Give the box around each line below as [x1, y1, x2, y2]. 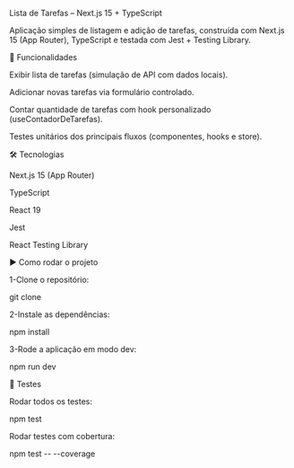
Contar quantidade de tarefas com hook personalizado [9, 104, 212, 115]
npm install [9, 327, 50, 337]
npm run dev [9, 361, 56, 372]
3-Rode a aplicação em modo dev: [9, 344, 137, 354]
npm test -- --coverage [9, 448, 96, 459]
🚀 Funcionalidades [9, 52, 78, 62]
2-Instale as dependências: [9, 309, 110, 320]
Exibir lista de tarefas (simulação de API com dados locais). [9, 69, 229, 80]
